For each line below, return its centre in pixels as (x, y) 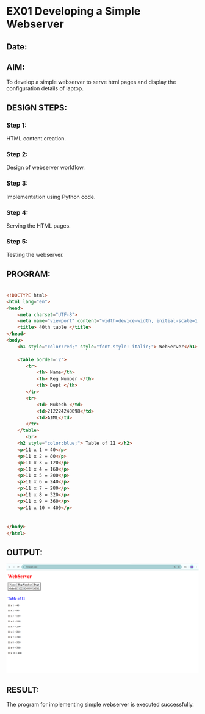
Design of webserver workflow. (46, 168)
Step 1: (16, 125)
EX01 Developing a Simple (74, 11)
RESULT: (23, 690)
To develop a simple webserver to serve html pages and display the (91, 82)
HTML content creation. (36, 139)
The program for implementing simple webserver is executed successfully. (100, 705)
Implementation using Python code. (51, 197)
